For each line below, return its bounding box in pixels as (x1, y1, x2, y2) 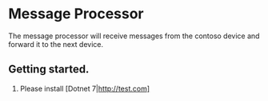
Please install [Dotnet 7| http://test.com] (19, 84, 150, 93)
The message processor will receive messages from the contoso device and (8, 31, 260, 41)
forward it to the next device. (8, 39, 104, 49)
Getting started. (8, 63, 90, 76)
